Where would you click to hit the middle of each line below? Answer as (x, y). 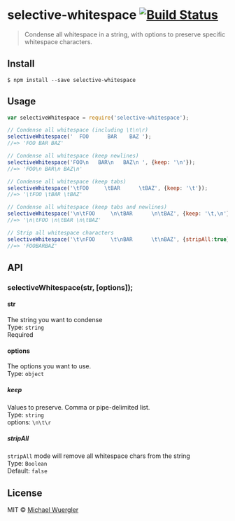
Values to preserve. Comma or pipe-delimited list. (79, 408)
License (25, 493)
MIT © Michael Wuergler (43, 510)
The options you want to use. (49, 366)
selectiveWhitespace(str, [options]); (70, 287)
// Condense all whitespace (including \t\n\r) (78, 130)
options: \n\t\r (29, 422)
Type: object (26, 374)
